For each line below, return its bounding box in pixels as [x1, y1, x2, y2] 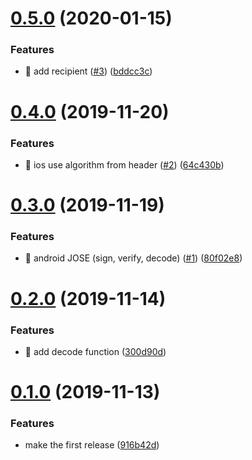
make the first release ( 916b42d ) [24, 439, 160, 451]
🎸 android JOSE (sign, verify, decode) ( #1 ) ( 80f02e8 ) [24, 252, 243, 264]
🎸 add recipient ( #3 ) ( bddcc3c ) [24, 65, 153, 77]
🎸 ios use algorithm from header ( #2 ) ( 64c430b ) [24, 158, 225, 171]
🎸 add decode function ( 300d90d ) [24, 345, 167, 357]
